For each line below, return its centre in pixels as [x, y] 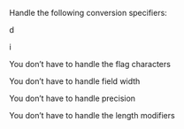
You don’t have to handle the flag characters [90, 64]
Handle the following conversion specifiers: [88, 13]
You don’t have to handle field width [75, 81]
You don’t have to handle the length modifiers [92, 115]
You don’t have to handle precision [72, 98]
